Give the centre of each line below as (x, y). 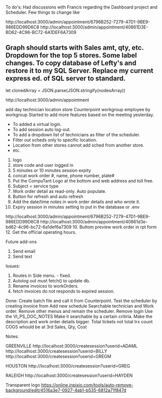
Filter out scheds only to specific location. (55, 140)
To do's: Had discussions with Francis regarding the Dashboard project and (82, 7)
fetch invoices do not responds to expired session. (63, 291)
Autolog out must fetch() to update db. (51, 280)
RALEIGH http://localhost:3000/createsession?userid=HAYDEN (69, 375)
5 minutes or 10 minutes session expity (52, 170)
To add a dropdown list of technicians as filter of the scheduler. (76, 134)
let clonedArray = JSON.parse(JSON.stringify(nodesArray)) (66, 90)
